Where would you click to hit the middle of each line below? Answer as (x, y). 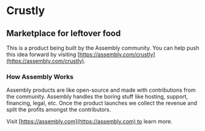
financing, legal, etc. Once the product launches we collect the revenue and (102, 103)
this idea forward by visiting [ (43, 54)
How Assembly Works (40, 77)
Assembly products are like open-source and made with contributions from (101, 90)
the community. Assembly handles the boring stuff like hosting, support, (97, 97)
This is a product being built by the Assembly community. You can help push (103, 48)
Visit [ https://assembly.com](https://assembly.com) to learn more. (89, 122)
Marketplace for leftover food (64, 33)
